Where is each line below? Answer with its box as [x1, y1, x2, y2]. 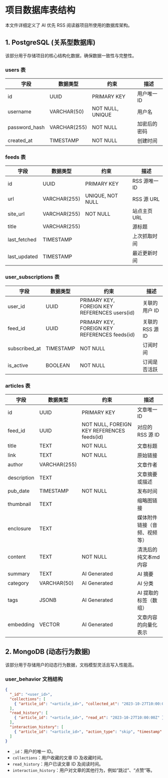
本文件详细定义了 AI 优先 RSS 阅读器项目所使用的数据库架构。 [5, 22, 132, 28]
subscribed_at [7, 345, 41, 352]
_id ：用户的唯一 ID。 [12, 748, 56, 754]
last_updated [7, 253, 38, 260]
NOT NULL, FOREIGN [81, 421, 131, 428]
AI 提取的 [137, 589, 159, 596]
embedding [7, 621, 35, 628]
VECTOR [39, 621, 60, 628]
